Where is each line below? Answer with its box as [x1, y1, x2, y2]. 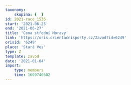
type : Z [5, 49, 22, 54]
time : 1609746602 [14, 72, 51, 77]
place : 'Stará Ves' [5, 44, 46, 49]
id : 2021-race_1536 [5, 16, 46, 21]
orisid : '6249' [5, 40, 37, 45]
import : [5, 63, 22, 68]
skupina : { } [14, 12, 44, 17]
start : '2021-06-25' [5, 21, 49, 26]
